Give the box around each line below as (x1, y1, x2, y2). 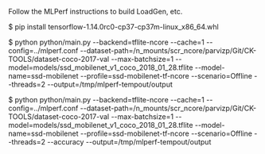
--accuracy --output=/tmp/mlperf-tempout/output (47, 137, 212, 146)
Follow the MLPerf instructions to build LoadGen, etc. (8, 7, 183, 16)
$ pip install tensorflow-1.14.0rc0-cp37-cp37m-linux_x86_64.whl (8, 22, 219, 31)
